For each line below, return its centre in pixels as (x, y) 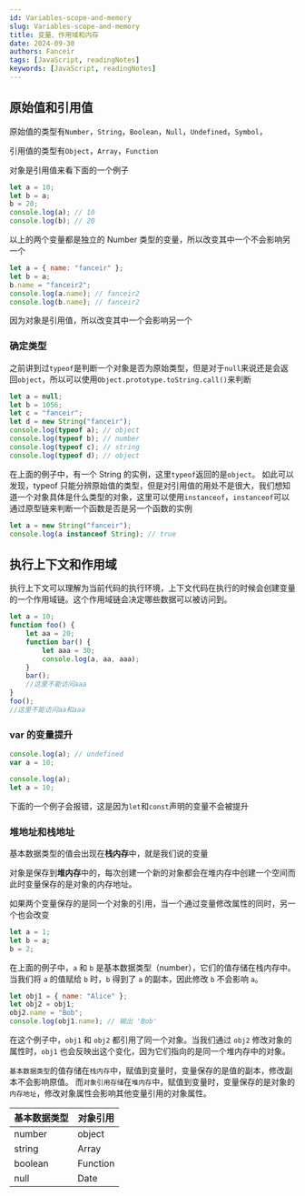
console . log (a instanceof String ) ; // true (93, 534)
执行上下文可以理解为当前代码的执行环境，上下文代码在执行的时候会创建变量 (152, 588)
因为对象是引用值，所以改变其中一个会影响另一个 (101, 320)
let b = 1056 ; (36, 405)
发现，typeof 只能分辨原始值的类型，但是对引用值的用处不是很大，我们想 (146, 485)
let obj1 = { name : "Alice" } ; (69, 996)
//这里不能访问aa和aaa (48, 709)
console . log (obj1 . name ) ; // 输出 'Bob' (84, 1021)
